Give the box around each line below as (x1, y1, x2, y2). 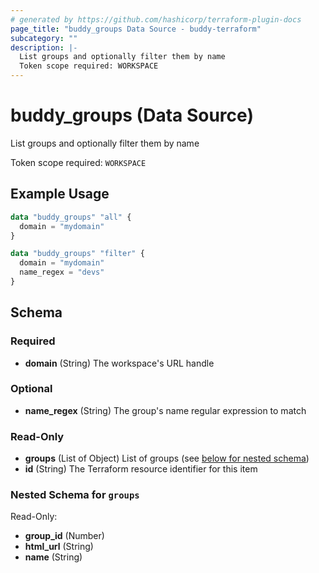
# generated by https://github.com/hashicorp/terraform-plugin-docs (10, 14, 302, 25)
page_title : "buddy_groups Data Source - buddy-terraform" (10, 24, 262, 34)
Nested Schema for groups (10, 488, 140, 502)
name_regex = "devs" (19, 267, 105, 278)
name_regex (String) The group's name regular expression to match (24, 404, 307, 416)
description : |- (10, 42, 78, 53)
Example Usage (10, 186, 110, 203)
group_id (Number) (24, 530, 105, 542)
